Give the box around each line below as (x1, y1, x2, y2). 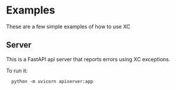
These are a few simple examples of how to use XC (6, 23, 131, 30)
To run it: (6, 67, 28, 74)
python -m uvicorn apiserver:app (11, 78, 94, 84)
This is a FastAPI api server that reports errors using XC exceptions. (6, 55, 171, 62)
